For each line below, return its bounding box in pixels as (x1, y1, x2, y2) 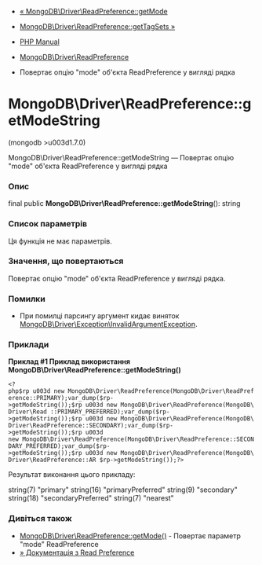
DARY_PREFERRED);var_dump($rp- (8, 442, 111, 450)
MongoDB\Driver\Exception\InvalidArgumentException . (19, 320, 198, 329)
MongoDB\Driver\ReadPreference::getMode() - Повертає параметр (19, 530, 241, 541)
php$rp (8, 387, 30, 395)
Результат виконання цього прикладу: (8, 470, 136, 479)
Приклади (8, 339, 49, 350)
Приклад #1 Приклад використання (8, 357, 131, 366)
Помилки (8, 293, 45, 304)
